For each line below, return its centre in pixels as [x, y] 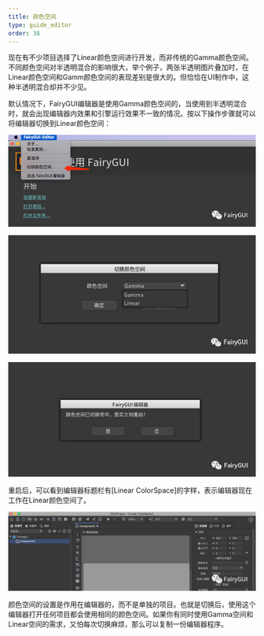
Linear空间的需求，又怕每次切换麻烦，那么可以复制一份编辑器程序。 [118, 624]
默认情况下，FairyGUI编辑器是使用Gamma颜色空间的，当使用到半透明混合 [128, 104]
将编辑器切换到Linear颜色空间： [60, 124]
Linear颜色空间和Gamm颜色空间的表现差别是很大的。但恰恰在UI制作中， [125, 77]
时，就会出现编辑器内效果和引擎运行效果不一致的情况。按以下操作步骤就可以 [132, 113]
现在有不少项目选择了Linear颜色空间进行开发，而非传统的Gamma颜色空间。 [130, 57]
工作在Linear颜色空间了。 [49, 501]
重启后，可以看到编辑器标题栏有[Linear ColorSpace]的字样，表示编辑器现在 [130, 490]
